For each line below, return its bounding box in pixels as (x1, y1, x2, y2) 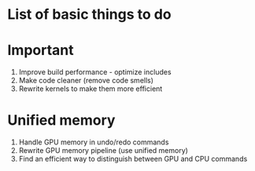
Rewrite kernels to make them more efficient (18, 84, 163, 93)
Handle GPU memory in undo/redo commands (18, 137, 169, 147)
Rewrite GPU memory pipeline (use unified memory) (18, 146, 188, 155)
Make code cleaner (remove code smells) (18, 76, 154, 85)
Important (7, 42, 74, 60)
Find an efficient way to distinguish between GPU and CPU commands (18, 155, 248, 164)
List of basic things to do (7, 5, 172, 24)
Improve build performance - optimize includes (18, 67, 172, 77)
